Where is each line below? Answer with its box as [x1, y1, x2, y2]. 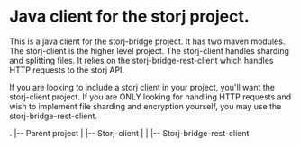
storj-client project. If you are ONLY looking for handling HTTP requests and [9, 91, 292, 102]
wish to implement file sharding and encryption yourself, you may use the [9, 100, 282, 111]
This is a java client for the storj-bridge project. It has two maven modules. [9, 36, 286, 47]
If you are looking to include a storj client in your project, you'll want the [9, 82, 275, 92]
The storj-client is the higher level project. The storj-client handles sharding [9, 45, 290, 56]
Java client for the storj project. [9, 6, 250, 27]
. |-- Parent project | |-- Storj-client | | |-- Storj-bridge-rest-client [9, 127, 250, 138]
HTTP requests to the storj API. [9, 65, 124, 75]
